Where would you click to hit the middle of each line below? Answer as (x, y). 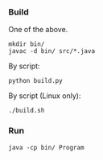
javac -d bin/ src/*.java (51, 51)
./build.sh (27, 111)
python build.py (35, 81)
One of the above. (38, 30)
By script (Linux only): (45, 96)
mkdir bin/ (27, 44)
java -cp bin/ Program (46, 147)
